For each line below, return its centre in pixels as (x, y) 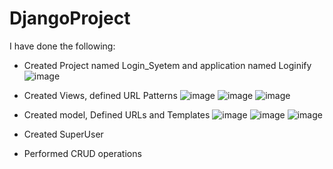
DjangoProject (70, 18)
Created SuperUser (63, 134)
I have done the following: (62, 46)
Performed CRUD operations (82, 153)
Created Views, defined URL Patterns (100, 95)
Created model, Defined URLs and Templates (117, 114)
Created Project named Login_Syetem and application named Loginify (167, 65)
